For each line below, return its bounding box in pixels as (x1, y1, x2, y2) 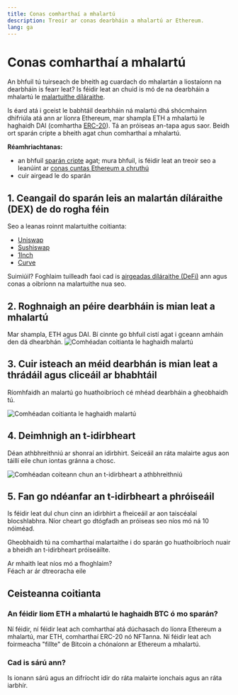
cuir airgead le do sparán (17, 172, 91, 180)
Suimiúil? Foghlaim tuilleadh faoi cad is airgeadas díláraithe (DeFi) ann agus (7, 272, 228, 281)
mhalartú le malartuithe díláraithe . (7, 93, 106, 101)
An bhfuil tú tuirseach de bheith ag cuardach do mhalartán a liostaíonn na (7, 77, 222, 86)
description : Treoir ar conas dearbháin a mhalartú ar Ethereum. (7, 17, 204, 24)
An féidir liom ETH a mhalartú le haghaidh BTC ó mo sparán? (7, 608, 218, 618)
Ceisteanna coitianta (7, 587, 101, 599)
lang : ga (7, 23, 33, 30)
